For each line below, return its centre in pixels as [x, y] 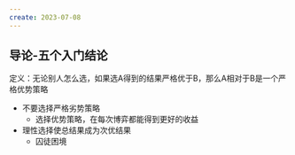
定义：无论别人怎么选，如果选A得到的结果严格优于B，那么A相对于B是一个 [144, 78]
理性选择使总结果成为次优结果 [76, 130]
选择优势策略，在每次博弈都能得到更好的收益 [117, 120]
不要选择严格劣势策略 [61, 108]
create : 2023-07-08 [45, 17]
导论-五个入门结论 [58, 55]
